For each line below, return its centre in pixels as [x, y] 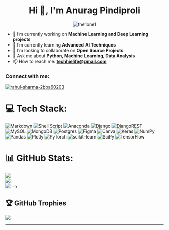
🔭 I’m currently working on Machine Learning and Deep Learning [80, 34]
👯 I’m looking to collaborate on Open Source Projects [68, 50]
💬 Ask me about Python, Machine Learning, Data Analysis [74, 56]
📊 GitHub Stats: [39, 158]
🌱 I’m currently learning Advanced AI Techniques [64, 44]
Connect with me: [27, 76]
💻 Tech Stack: [36, 109]
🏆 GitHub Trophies [36, 203]
